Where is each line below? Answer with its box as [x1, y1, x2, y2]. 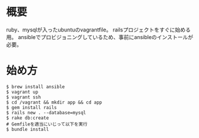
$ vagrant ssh [6, 94, 42, 100]
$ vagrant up [6, 89, 39, 95]
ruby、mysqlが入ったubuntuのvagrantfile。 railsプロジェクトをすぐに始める [6, 26, 191, 33]
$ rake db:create [6, 115, 49, 121]
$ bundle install [6, 126, 49, 132]
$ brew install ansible [6, 84, 65, 89]
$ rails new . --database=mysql [6, 110, 86, 115]
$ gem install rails [6, 104, 58, 110]
